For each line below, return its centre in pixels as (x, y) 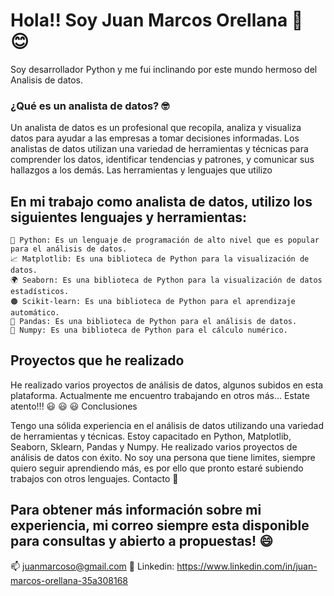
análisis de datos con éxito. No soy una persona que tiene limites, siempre (163, 457)
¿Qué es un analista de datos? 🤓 (90, 106)
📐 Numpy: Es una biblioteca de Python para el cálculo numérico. (149, 330)
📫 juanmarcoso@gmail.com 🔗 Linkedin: (92, 566)
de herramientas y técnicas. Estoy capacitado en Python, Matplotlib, (151, 436)
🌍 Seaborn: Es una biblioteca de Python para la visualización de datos (166, 280)
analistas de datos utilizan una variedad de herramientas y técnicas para (159, 149)
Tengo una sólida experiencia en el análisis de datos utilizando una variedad (167, 425)
